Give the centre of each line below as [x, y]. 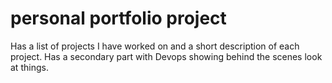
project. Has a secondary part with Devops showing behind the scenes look [166, 56]
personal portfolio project [118, 18]
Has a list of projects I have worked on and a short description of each [155, 46]
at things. [29, 67]
